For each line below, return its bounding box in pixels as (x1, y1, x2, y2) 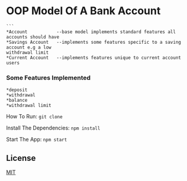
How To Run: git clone (6, 113, 63, 120)
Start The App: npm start (6, 136, 67, 143)
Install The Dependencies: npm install (6, 124, 101, 131)
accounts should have (6, 34, 60, 40)
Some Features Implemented (6, 73, 91, 82)
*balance (6, 98, 28, 104)
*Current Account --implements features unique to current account (6, 54, 182, 60)
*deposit (6, 87, 28, 93)
